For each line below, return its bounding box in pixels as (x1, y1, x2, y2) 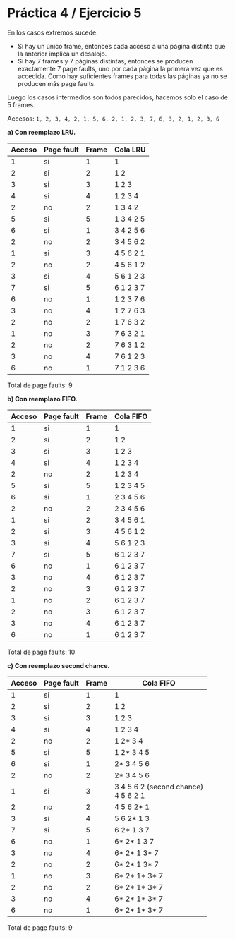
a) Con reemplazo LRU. (7, 128, 76, 136)
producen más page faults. (17, 79, 97, 87)
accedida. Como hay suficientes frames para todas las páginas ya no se (17, 72, 227, 80)
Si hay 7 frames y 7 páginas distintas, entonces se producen (17, 56, 193, 65)
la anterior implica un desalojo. (17, 49, 107, 58)
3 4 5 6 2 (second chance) (114, 782, 204, 792)
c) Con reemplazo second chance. (7, 661, 110, 670)
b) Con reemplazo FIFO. (7, 394, 78, 403)
